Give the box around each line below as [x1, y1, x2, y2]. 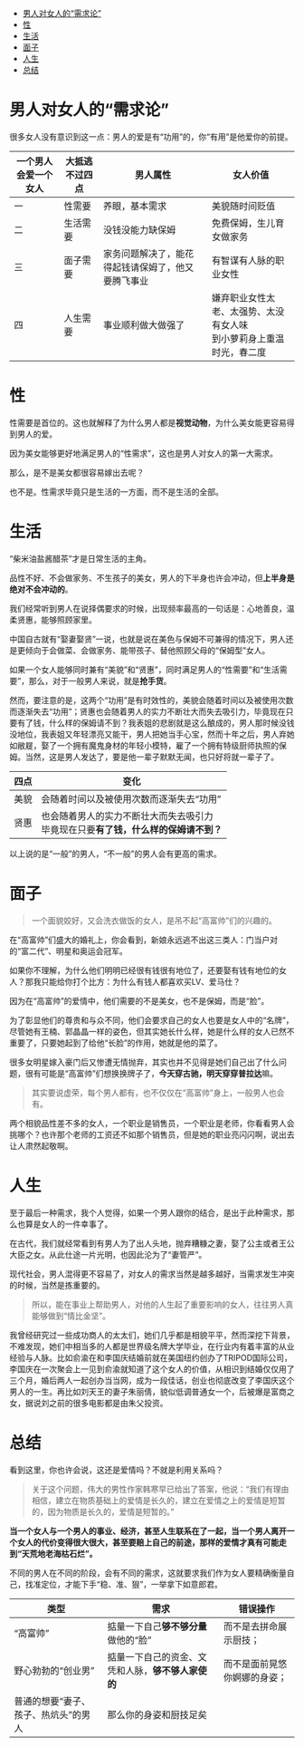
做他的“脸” [107, 1634, 152, 1646]
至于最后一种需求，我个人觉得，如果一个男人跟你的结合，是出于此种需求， [9, 1207, 287, 1218]
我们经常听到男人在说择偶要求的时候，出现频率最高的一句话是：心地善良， [9, 603, 287, 613]
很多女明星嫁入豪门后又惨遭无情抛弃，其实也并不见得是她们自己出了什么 [9, 1057, 279, 1067]
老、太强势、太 [211, 304, 276, 317]
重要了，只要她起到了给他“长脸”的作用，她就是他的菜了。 [9, 1037, 223, 1048]
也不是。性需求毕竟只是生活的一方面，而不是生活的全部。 [9, 486, 223, 497]
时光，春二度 [211, 345, 267, 358]
